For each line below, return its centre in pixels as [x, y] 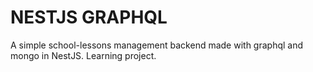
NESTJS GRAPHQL [89, 17]
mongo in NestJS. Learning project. [83, 55]
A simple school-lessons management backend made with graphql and [157, 45]
